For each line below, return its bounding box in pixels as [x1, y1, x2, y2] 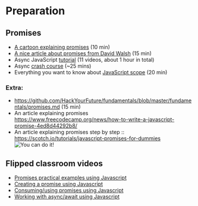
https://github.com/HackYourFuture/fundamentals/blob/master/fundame [14, 97, 192, 104]
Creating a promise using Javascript [14, 180, 103, 188]
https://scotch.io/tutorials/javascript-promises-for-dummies [14, 135, 161, 142]
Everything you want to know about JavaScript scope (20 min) [14, 69, 168, 75]
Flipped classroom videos [5, 159, 103, 169]
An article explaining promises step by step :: [14, 129, 125, 136]
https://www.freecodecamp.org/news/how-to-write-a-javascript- [14, 116, 175, 123]
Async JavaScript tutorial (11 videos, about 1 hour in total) [14, 56, 155, 63]
